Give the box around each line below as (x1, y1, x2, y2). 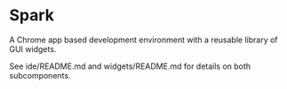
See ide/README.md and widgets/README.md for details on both (9, 61, 251, 71)
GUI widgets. (9, 43, 57, 54)
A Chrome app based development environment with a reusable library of (9, 34, 278, 45)
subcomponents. (9, 70, 71, 80)
